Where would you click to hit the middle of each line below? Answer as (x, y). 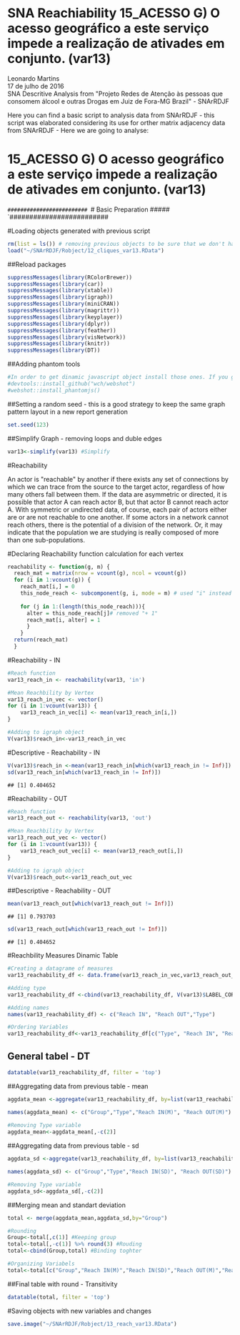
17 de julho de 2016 (36, 86)
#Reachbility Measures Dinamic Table (63, 956)
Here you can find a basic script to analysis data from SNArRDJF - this (111, 115)
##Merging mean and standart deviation (67, 1205)
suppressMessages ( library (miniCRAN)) (64, 304)
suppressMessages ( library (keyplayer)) (65, 317)
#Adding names (29, 1008)
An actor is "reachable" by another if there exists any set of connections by (118, 479)
